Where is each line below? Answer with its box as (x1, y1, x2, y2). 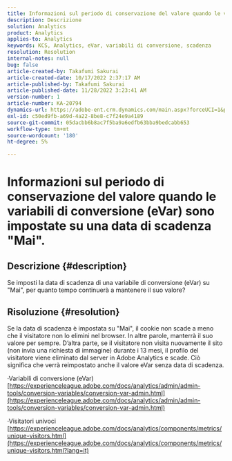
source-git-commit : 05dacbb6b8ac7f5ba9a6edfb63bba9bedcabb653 (7, 119, 190, 126)
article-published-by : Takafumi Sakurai (7, 81, 126, 88)
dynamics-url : (7, 106, 48, 113)
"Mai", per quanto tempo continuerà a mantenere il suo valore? (7, 286, 186, 294)
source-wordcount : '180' (7, 132, 79, 139)
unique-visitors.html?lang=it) (7, 446, 90, 454)
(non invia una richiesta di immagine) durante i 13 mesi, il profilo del (7, 346, 199, 354)
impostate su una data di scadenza (7, 218, 212, 234)
